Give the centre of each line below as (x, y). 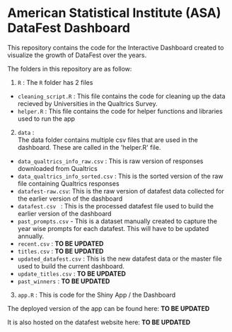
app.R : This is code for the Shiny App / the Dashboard (97, 295)
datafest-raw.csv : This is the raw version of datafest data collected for (121, 191)
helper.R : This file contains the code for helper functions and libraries (120, 111)
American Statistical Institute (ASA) (114, 13)
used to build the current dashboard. (71, 266)
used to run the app (46, 119)
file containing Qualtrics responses (68, 183)
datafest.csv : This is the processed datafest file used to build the (116, 206)
